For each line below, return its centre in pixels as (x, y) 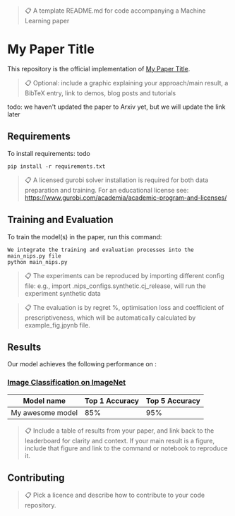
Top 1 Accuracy (112, 400)
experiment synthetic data (62, 293)
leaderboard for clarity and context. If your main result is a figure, (120, 440)
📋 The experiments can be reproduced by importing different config (124, 275)
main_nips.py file (34, 256)
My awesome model (44, 412)
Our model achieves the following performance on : (82, 364)
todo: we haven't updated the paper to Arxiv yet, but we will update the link (116, 107)
